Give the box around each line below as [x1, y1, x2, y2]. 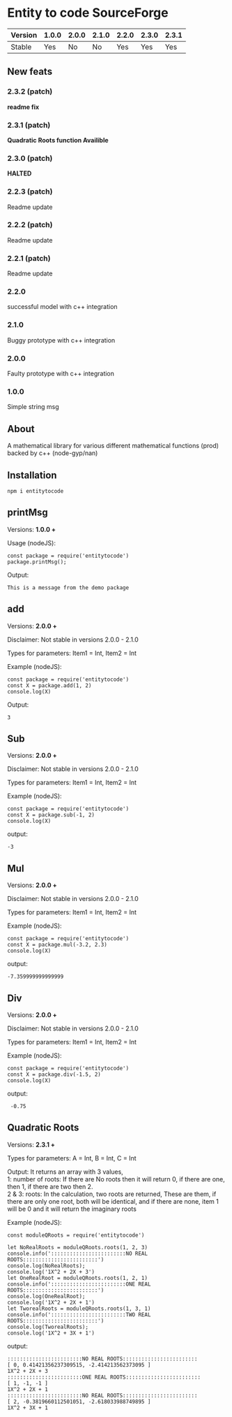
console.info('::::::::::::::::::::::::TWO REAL [7, 1311, 151, 1318]
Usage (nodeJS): [7, 538, 56, 547]
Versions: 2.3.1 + [7, 1140, 56, 1149]
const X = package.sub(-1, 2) [7, 812, 95, 819]
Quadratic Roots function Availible [7, 136, 109, 144]
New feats [7, 66, 53, 78]
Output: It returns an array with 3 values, [7, 1167, 123, 1176]
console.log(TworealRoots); [7, 1323, 89, 1330]
